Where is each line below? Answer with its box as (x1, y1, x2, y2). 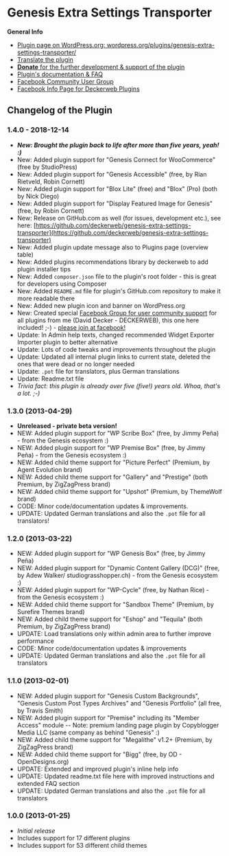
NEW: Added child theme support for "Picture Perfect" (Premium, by (16, 458, 210, 466)
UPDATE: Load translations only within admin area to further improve (16, 630, 211, 638)
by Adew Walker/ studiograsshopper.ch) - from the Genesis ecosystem (16, 572, 218, 580)
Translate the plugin (16, 55, 74, 63)
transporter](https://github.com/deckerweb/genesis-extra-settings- (16, 228, 209, 236)
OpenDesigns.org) (16, 757, 69, 765)
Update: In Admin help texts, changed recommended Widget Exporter (16, 330, 215, 339)
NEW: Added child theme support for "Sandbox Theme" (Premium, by (16, 600, 215, 609)
